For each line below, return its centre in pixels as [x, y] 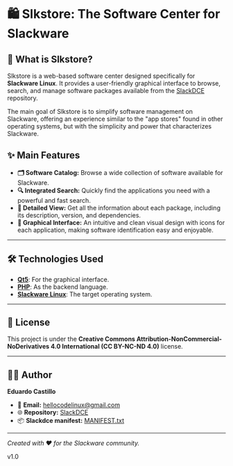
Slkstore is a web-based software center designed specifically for [101, 76]
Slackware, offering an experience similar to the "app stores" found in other [115, 119]
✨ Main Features [44, 155]
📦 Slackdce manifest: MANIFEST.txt [71, 421]
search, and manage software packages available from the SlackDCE [106, 91]
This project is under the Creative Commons [71, 339]
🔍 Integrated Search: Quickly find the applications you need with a [113, 190]
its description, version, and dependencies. [79, 215]
